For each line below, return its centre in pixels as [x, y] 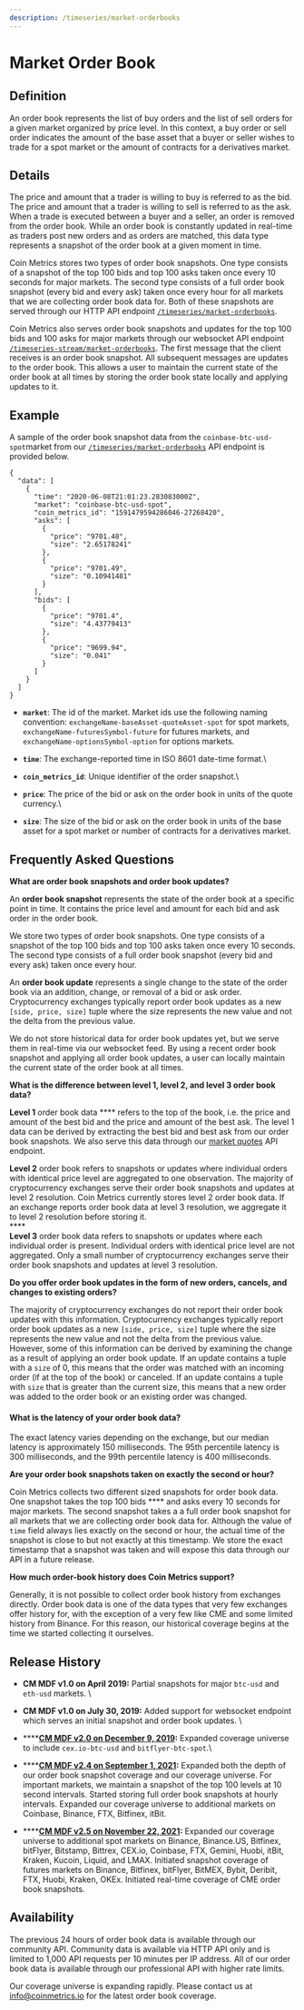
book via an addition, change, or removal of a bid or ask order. [126, 992]
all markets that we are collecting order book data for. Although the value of [151, 1521]
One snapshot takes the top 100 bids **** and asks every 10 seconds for [145, 1502]
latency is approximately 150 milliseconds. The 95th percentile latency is [144, 1447]
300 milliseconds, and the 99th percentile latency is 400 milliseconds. [140, 1457]
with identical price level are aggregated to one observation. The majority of [152, 1178]
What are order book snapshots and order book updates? [119, 882]
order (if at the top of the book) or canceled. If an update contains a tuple [147, 1377]
